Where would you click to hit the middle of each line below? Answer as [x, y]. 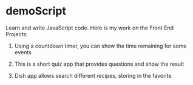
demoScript [36, 11]
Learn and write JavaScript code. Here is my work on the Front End [90, 28]
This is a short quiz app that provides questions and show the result [99, 64]
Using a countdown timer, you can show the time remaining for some [100, 46]
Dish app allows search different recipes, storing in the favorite [93, 75]
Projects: [17, 34]
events [23, 52]
